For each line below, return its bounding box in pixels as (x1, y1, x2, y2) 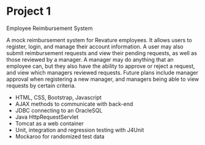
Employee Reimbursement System (6, 24, 93, 32)
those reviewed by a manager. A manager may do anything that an (6, 56, 174, 63)
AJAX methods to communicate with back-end (15, 100, 133, 108)
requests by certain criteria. (6, 81, 76, 89)
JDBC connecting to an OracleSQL (15, 106, 103, 114)
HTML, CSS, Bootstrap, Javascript (15, 94, 102, 101)
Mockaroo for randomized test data (15, 133, 105, 140)
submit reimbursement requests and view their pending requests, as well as (6, 49, 198, 56)
